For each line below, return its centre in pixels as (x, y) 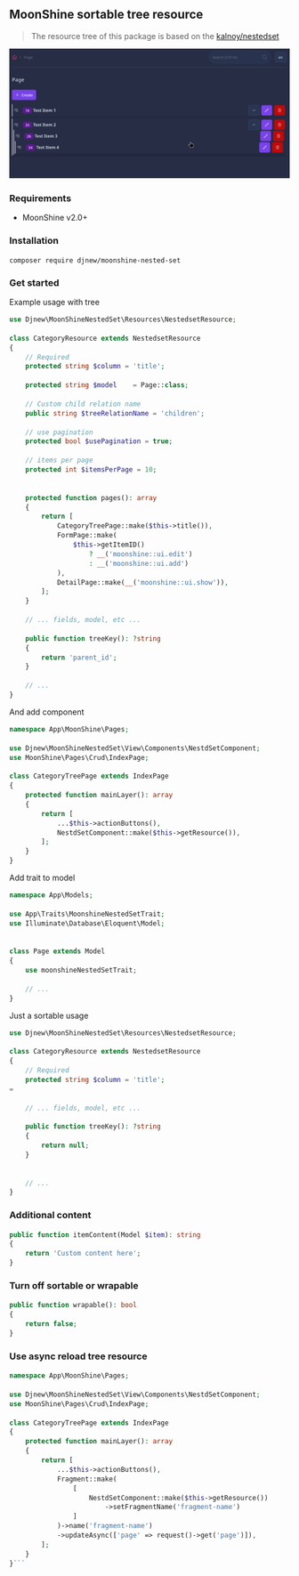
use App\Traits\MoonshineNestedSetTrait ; (87, 914)
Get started (34, 282)
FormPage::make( (87, 536)
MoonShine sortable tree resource (106, 15)
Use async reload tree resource (78, 1356)
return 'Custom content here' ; (83, 1254)
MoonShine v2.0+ (55, 218)
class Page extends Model (57, 951)
